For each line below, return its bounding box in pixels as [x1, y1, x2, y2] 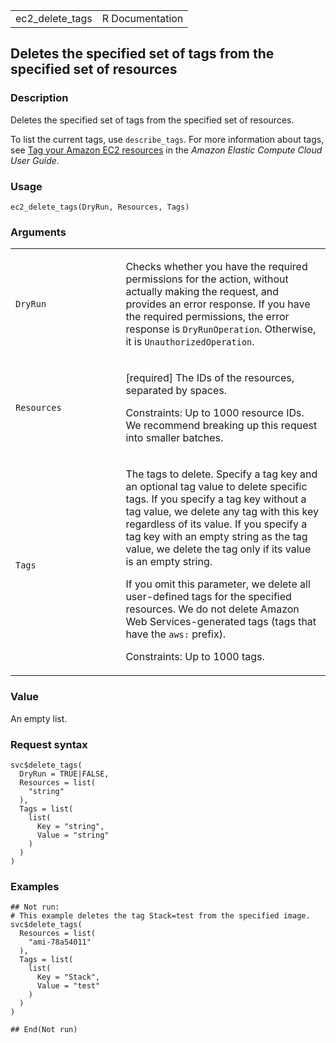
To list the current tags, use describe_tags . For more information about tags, [10, 133, 325, 145]
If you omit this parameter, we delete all [125, 577, 311, 591]
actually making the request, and [125, 285, 280, 299]
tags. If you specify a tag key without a [125, 492, 307, 506]
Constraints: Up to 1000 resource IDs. [125, 406, 305, 420]
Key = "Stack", [36, 972, 101, 983]
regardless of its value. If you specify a [125, 517, 308, 531]
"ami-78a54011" [28, 937, 92, 948]
